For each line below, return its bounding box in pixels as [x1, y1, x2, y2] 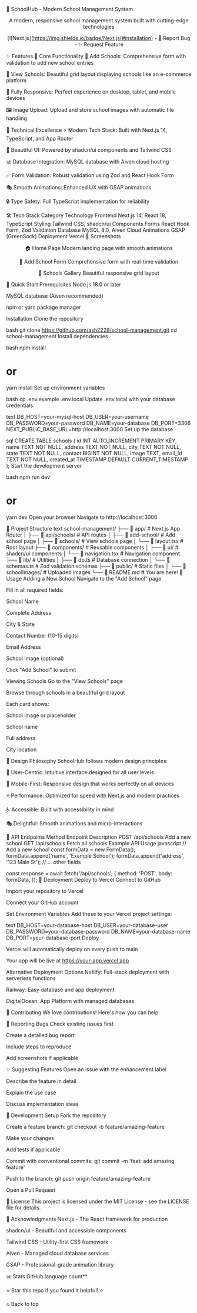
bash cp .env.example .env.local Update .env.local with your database [6, 395, 175, 402]
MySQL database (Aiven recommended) [6, 292, 104, 299]
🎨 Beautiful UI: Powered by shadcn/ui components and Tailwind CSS [6, 146, 172, 153]
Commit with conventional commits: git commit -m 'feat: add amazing [6, 1157, 175, 1164]
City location [6, 746, 37, 753]
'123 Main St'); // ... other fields [6, 858, 81, 865]
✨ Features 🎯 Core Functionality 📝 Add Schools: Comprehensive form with [6, 53, 186, 59]
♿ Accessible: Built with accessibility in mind [6, 806, 114, 813]
